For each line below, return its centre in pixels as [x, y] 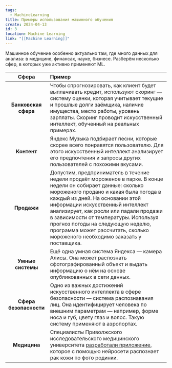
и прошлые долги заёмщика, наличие [97, 105]
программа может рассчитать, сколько [100, 230]
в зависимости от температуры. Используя [104, 217]
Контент [26, 151]
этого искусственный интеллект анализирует [106, 151]
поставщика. [66, 243]
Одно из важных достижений [87, 285]
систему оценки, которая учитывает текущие [107, 98]
